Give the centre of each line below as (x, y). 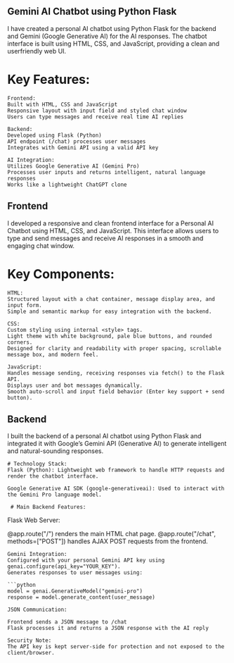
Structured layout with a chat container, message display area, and (111, 299)
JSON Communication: (38, 610)
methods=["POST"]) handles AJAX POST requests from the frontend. (108, 541)
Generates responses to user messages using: (75, 573)
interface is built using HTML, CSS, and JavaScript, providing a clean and (113, 43)
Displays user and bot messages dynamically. (75, 385)
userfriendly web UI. (37, 51)
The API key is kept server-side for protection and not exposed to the (116, 647)
